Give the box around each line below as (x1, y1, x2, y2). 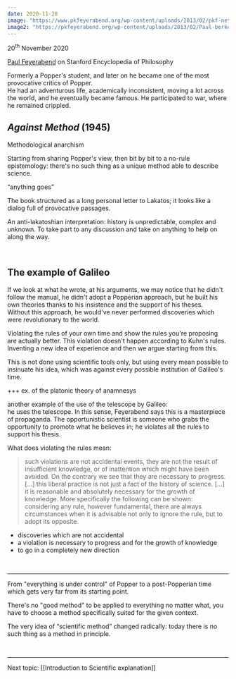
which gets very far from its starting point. (7, 587, 129, 596)
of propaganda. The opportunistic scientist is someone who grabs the (7, 415, 209, 423)
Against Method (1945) (7, 121, 111, 134)
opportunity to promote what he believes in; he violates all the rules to (7, 422, 209, 431)
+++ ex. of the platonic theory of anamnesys (7, 386, 137, 395)
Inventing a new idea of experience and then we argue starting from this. (7, 343, 218, 353)
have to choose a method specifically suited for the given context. (7, 608, 199, 617)
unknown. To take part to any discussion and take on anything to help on (7, 225, 218, 233)
